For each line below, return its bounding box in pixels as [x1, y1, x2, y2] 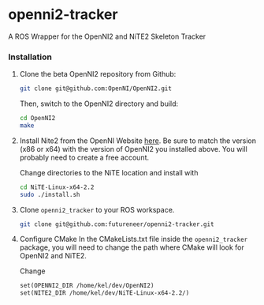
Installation [8, 51, 53, 62]
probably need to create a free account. [19, 152, 150, 162]
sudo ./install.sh [19, 190, 80, 198]
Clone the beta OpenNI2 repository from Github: [19, 70, 177, 79]
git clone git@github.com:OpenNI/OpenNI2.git [19, 85, 172, 92]
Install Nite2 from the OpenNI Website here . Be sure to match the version [19, 136, 257, 145]
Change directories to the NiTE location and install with [19, 168, 199, 177]
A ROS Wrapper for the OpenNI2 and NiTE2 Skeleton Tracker [8, 32, 206, 41]
